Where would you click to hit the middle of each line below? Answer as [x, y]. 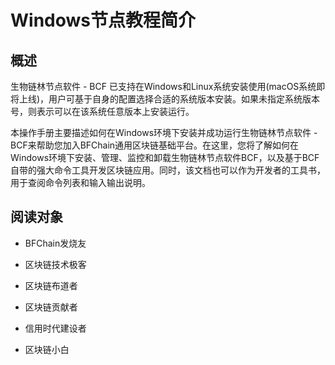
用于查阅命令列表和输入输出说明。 [80, 182]
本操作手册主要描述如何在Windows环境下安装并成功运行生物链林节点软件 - [164, 132]
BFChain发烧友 [55, 243]
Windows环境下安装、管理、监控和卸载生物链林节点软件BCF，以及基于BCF [165, 157]
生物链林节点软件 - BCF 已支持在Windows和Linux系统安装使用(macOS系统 [163, 86]
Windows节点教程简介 [103, 20]
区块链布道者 [51, 285]
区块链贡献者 [51, 307]
